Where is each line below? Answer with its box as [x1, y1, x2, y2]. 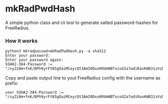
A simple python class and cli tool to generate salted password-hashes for [5, 19, 158, 25]
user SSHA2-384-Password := [5, 90, 64, 95]
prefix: [5, 80, 19, 86]
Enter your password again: [5, 57, 64, 62]
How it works [5, 37, 38, 44]
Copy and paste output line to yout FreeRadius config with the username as [5, 75, 161, 81]
